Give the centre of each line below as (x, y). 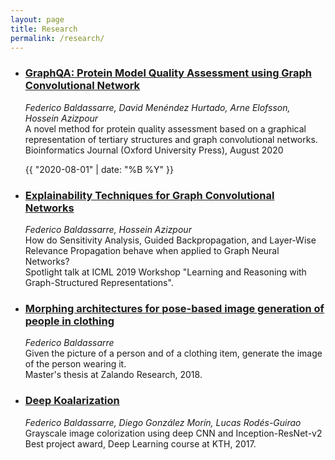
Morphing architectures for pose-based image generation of (174, 308)
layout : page (37, 19)
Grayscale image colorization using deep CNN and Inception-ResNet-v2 (173, 433)
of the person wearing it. (75, 364)
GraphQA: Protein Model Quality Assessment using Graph (168, 73)
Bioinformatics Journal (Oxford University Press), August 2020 (154, 150)
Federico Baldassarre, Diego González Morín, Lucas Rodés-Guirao (163, 422)
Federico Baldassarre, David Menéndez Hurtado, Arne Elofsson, (157, 107)
